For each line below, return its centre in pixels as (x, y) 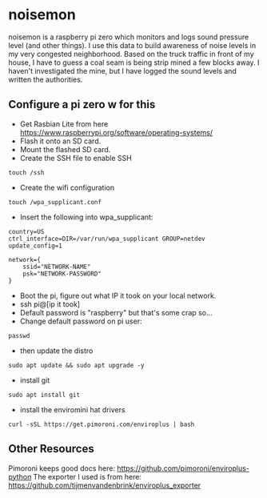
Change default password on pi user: (81, 321)
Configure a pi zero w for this (82, 104)
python (20, 476)
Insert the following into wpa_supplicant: (86, 217)
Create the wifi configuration (67, 187)
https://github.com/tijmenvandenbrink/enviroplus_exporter (105, 485)
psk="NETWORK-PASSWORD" (62, 274)
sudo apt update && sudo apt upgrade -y (77, 365)
